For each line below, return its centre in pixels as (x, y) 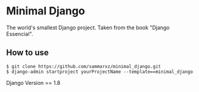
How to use (27, 53)
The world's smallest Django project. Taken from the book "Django (88, 27)
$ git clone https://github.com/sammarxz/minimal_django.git (84, 66)
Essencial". (20, 33)
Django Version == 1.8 (33, 82)
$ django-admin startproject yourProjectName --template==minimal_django (100, 72)
